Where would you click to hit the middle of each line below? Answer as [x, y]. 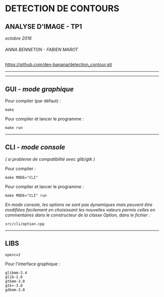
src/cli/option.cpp [25, 224]
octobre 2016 [18, 38]
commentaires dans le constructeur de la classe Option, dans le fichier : [78, 215]
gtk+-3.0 [14, 286]
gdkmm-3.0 [15, 290]
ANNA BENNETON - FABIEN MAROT [41, 49]
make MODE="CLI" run [26, 195]
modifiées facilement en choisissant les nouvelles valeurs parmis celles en [80, 210]
